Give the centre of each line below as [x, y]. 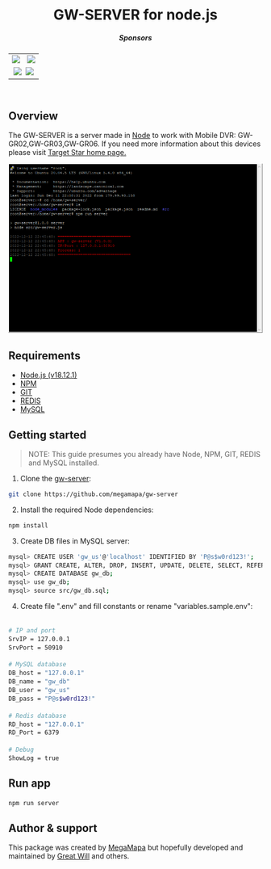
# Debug [21, 750]
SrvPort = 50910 [35, 648]
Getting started [48, 435]
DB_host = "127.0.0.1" [46, 673]
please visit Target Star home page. [67, 153]
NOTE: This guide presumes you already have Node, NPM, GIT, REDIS [144, 454]
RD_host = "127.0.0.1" [46, 724]
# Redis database [38, 716]
